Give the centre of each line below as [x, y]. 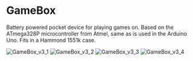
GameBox [31, 11]
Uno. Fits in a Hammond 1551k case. [51, 40]
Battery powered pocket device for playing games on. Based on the [90, 27]
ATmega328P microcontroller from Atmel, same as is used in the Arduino [96, 33]
